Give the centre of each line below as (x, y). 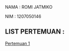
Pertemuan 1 (17, 43)
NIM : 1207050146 (23, 16)
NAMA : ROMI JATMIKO (29, 7)
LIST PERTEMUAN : (35, 32)
